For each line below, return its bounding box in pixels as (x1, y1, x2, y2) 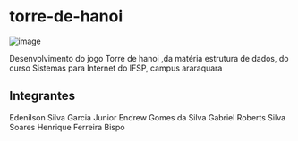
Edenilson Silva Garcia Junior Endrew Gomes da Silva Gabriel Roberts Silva (9, 112, 286, 122)
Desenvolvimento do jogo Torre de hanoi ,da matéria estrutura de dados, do (9, 53, 289, 63)
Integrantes (9, 88, 76, 104)
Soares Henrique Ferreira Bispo (9, 121, 125, 132)
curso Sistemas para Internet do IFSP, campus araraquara (9, 62, 223, 73)
